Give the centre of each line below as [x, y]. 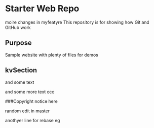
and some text [20, 82]
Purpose [19, 43]
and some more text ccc [30, 92]
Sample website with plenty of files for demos [52, 55]
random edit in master [28, 111]
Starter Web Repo [42, 9]
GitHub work [18, 27]
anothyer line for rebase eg [33, 120]
